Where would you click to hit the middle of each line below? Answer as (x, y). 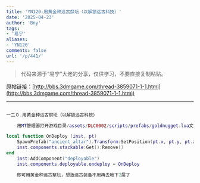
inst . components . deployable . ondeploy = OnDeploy (78, 164)
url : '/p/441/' (25, 56)
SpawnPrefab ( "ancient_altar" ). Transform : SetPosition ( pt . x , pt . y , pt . (105, 142)
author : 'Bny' (24, 23)
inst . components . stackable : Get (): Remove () (70, 148)
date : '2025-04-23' (30, 17)
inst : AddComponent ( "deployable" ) (58, 159)
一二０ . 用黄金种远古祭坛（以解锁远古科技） (52, 115)
